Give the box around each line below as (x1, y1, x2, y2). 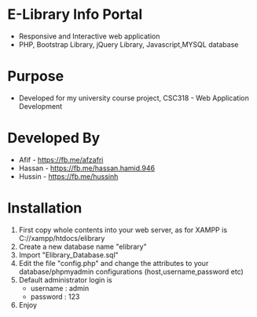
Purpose (7, 67, 64, 86)
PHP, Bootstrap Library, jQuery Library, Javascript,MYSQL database (18, 39, 239, 49)
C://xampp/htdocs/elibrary (18, 233, 105, 242)
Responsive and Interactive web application (18, 31, 160, 41)
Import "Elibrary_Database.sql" (18, 250, 119, 260)
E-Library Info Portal (7, 5, 143, 24)
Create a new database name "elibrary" (18, 242, 147, 251)
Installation (7, 199, 83, 217)
